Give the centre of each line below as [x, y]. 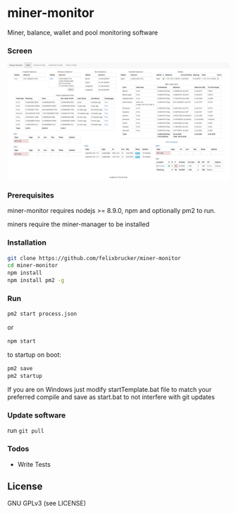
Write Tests [34, 464]
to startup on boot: [35, 355]
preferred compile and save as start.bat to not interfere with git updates [111, 397]
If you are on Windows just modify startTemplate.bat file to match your [110, 389]
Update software [37, 415]
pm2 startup [25, 376]
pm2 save [20, 369]
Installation [27, 243]
